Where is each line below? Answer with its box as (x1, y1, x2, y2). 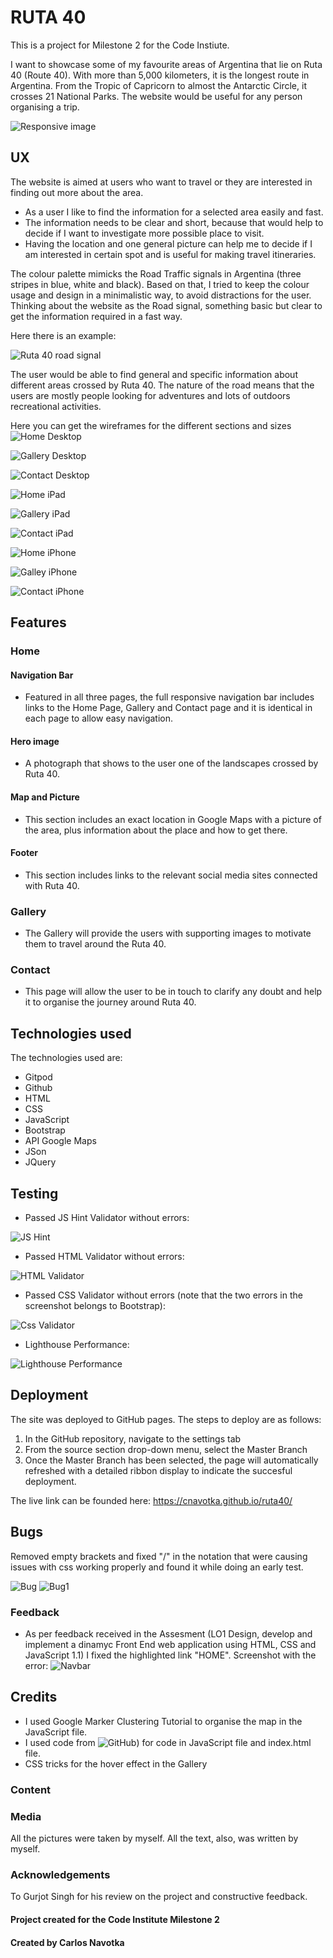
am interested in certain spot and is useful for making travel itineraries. (24, 248, 317, 260)
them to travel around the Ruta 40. (24, 938, 167, 950)
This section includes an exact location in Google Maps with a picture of (24, 813, 322, 825)
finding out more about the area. (10, 186, 144, 198)
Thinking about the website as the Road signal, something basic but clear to (10, 299, 323, 311)
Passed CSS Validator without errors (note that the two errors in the (24, 1289, 303, 1301)
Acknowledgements (10, 1867, 111, 1881)
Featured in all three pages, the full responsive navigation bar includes (24, 691, 315, 703)
